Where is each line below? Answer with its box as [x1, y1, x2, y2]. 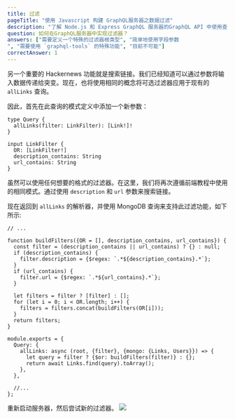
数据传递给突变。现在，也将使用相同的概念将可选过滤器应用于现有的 [13, 78, 210, 86]
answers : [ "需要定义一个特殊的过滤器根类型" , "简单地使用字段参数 [7, 36, 180, 44]
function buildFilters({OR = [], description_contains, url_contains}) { [7, 237, 227, 244]
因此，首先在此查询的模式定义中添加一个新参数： [7, 102, 148, 110]
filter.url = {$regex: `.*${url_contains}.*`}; [20, 274, 161, 281]
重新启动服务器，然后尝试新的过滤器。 [7, 404, 117, 412]
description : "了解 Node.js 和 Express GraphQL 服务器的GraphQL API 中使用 [7, 23, 222, 30]
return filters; [13, 317, 61, 324]
